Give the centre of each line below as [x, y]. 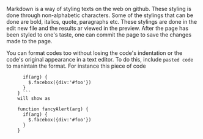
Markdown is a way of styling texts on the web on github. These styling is [99, 9]
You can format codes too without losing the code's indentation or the [94, 53]
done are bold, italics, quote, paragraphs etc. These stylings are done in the [102, 22]
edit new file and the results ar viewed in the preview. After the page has [97, 28]
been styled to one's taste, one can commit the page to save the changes [99, 35]
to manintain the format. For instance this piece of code [76, 66]
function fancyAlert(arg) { [53, 109]
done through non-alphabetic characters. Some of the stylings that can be [100, 15]
